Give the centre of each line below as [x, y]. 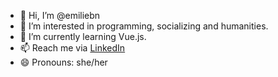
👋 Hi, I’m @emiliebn [60, 15]
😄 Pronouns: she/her [63, 62]
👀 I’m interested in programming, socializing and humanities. [144, 26]
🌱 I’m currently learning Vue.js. [83, 36]
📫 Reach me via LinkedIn [72, 48]
